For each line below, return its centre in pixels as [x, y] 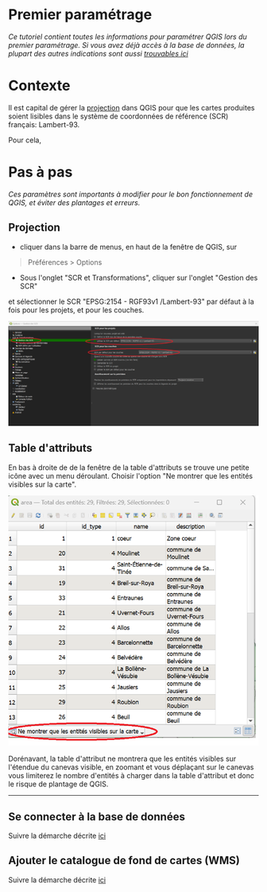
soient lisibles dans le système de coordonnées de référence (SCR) [118, 116]
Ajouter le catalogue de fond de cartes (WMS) [124, 861]
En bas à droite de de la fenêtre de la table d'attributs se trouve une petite [129, 467]
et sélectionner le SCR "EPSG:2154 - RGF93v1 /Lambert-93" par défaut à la [131, 301]
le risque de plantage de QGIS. [58, 784]
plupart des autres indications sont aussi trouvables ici [98, 53]
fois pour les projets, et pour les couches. [76, 310]
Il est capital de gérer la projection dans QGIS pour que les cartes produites [132, 107]
